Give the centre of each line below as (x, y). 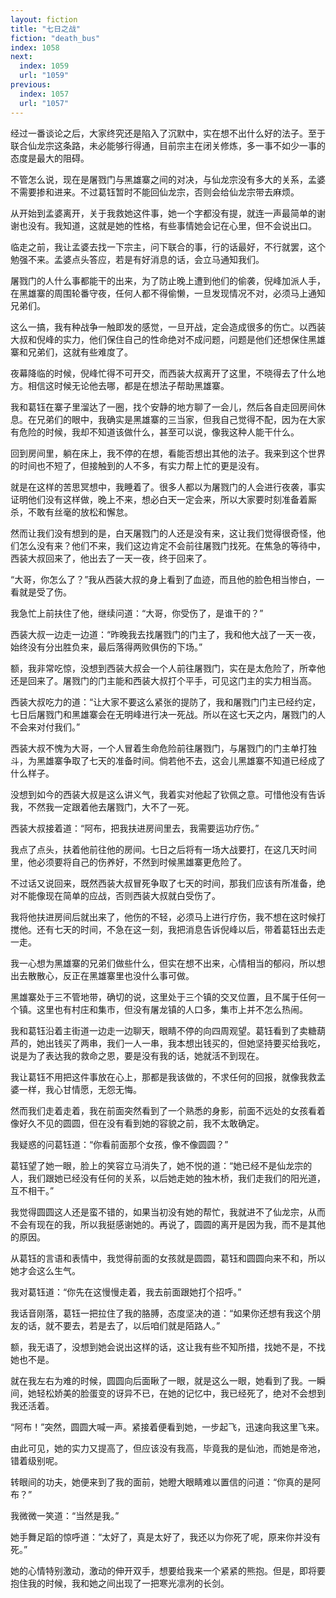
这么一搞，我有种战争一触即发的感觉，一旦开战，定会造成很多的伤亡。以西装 (168, 327)
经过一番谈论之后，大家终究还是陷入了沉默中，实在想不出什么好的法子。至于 (168, 133)
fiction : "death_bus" (55, 38)
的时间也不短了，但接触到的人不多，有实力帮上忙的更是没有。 (137, 465)
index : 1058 (35, 47)
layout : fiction (44, 19)
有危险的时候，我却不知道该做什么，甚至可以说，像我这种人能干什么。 (155, 432)
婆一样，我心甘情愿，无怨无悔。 (76, 1089)
